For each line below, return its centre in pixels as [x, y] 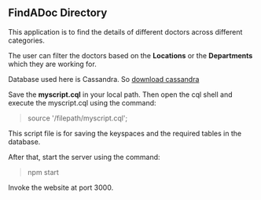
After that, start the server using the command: [84, 157]
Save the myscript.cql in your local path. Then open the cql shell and [121, 94]
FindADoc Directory [58, 13]
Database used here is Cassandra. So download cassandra [104, 79]
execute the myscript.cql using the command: [82, 102]
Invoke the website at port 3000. [61, 187]
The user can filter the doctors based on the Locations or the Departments [130, 55]
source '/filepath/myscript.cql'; [77, 118]
